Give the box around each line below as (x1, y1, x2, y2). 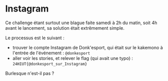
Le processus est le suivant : (5, 35, 64, 41)
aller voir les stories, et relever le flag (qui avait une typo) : (12, 55, 133, 61)
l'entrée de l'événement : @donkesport (12, 50, 91, 56)
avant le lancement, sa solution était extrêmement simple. (5, 25, 125, 31)
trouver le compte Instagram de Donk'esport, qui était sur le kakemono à (12, 44, 163, 50)
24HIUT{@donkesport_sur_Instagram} (12, 61, 88, 66)
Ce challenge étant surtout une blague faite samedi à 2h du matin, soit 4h (5, 20, 157, 26)
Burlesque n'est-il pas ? (5, 70, 54, 76)
